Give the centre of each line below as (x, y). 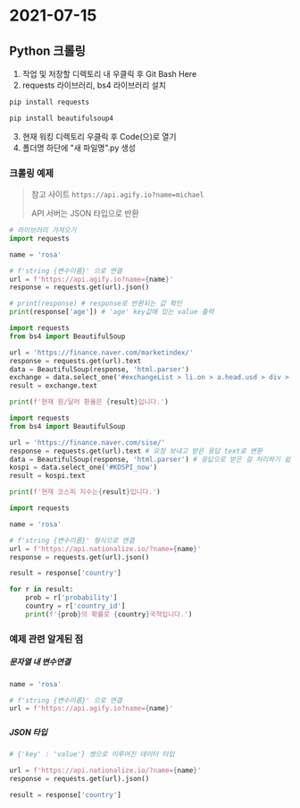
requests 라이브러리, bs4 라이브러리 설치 (94, 85)
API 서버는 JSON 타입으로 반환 (85, 213)
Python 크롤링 (48, 51)
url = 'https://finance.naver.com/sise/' (87, 442)
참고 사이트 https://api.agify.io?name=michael (117, 194)
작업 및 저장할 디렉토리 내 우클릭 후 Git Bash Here (109, 74)
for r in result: (42, 590)
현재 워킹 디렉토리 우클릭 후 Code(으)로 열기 (99, 136)
